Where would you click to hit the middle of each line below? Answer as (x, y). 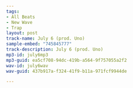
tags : (13, 11)
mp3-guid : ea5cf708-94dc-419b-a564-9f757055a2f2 (66, 60)
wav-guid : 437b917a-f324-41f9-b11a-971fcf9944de (66, 71)
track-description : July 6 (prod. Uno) (55, 50)
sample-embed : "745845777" (39, 44)
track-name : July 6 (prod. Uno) (45, 38)
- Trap (14, 28)
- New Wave (19, 22)
